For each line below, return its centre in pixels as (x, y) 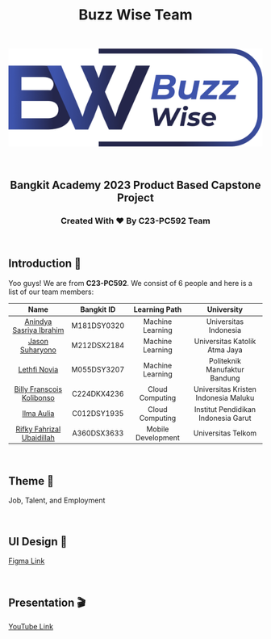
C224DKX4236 (98, 393)
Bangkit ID (98, 309)
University (225, 309)
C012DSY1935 (98, 414)
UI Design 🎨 (38, 542)
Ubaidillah (38, 437)
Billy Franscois (38, 389)
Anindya (38, 322)
